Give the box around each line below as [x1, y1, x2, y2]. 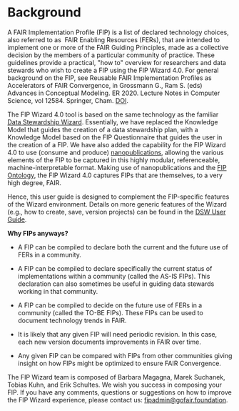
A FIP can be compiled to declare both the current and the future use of [17, 242, 228, 251]
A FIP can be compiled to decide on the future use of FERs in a [17, 301, 203, 310]
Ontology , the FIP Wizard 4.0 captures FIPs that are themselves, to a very [7, 171, 223, 179]
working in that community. [17, 287, 98, 295]
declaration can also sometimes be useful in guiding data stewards [17, 279, 215, 288]
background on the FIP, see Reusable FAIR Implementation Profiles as [7, 73, 212, 82]
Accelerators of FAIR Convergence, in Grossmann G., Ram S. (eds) [7, 81, 203, 89]
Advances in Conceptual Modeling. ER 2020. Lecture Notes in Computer [7, 89, 220, 97]
